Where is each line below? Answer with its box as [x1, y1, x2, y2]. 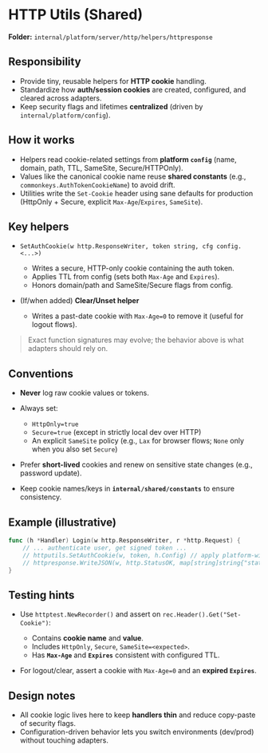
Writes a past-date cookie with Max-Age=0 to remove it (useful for [31, 311, 244, 321]
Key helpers [8, 219, 69, 233]
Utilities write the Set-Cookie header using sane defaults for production [19, 188, 254, 198]
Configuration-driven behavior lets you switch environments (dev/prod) [19, 727, 254, 736]
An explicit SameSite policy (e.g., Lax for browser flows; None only [31, 436, 245, 446]
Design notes [8, 688, 76, 703]
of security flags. [19, 719, 77, 727]
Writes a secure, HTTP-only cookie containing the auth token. [31, 263, 235, 273]
